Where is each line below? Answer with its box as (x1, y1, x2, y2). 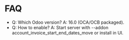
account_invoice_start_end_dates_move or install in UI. (11, 30, 124, 36)
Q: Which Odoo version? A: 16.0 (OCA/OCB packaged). (11, 19, 125, 25)
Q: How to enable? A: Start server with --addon (11, 24, 109, 30)
